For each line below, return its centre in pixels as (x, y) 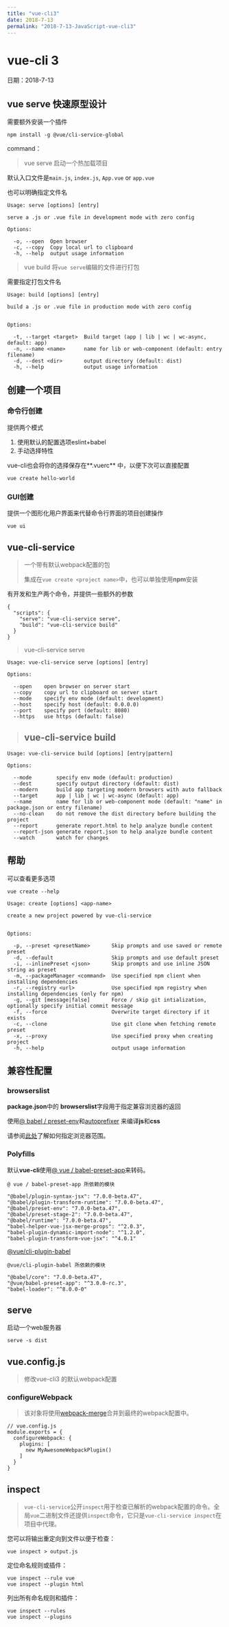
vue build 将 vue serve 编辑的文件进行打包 (82, 267)
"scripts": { (32, 613)
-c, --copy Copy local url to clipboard (73, 248)
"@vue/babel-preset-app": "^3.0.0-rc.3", (67, 1283)
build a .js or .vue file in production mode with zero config (99, 307)
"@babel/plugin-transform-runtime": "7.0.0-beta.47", (86, 1202)
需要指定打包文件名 (34, 282)
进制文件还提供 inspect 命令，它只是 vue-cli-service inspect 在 (134, 1516)
